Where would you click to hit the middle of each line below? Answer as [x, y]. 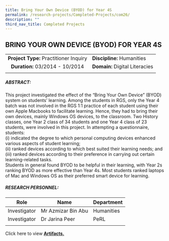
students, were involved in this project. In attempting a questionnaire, [77, 127]
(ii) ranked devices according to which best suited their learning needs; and [84, 149]
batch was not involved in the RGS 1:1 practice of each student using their [82, 106]
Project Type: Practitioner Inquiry [48, 58]
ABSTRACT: [18, 82]
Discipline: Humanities [119, 58]
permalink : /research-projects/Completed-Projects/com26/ [68, 15]
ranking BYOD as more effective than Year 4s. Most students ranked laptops [85, 170]
